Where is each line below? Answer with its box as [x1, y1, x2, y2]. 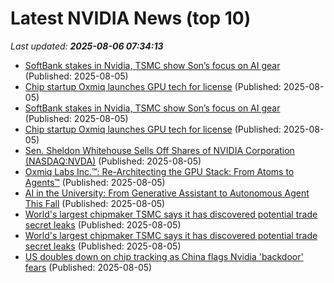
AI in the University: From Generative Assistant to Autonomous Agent [24, 187, 310, 199]
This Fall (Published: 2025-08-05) [24, 197, 166, 209]
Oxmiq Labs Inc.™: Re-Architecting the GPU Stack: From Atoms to [24, 165, 295, 177]
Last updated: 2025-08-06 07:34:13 [10, 40, 164, 52]
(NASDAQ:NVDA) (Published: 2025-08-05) [24, 155, 202, 167]
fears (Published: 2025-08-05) [24, 261, 153, 273]
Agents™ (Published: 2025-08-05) [24, 176, 166, 188]
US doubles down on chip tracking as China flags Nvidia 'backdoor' [24, 250, 304, 262]
